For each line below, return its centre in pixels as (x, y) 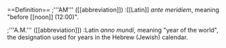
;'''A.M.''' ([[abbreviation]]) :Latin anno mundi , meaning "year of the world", (113, 30)
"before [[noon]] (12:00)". (43, 17)
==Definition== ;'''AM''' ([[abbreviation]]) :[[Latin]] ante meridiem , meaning (113, 10)
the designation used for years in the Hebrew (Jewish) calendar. (98, 37)
